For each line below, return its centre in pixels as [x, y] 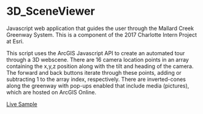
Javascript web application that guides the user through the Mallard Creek [100, 28]
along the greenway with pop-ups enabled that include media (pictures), [98, 85]
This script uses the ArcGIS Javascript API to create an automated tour [96, 53]
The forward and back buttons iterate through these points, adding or [94, 72]
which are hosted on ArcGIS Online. [52, 92]
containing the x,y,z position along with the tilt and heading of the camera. [100, 66]
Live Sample [22, 104]
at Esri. [15, 41]
